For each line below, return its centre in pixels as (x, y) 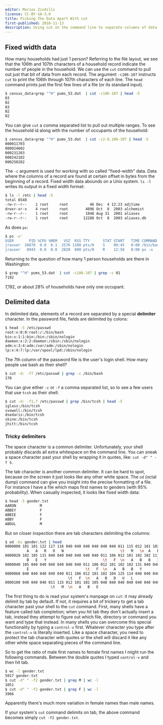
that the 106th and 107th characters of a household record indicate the (75, 64)
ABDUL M (24, 524)
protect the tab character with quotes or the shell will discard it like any (76, 638)
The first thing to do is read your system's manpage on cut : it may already (79, 596)
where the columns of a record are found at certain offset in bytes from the (80, 176)
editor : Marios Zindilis (30, 9)
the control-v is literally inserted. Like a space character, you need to (74, 632)
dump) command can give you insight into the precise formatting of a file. (78, 482)
